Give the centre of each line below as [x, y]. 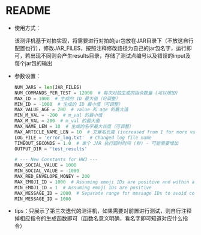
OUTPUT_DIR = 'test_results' [51, 149]
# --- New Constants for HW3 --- [56, 160]
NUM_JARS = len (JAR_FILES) [48, 87]
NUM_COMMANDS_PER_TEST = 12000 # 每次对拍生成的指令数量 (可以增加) [96, 93]
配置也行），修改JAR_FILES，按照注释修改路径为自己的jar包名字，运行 [100, 48]
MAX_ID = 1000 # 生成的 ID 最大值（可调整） [67, 99]
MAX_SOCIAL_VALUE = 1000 [45, 165]
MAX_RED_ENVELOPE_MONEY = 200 [52, 177]
